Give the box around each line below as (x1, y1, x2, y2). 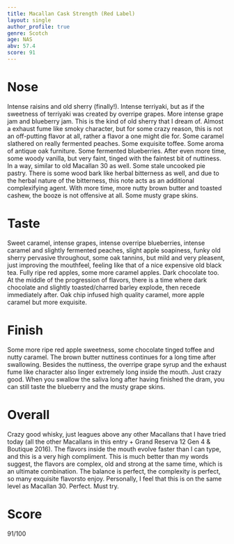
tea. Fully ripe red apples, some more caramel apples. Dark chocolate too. (7, 268, 219, 276)
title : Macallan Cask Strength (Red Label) (7, 10, 136, 17)
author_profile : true (7, 23, 70, 30)
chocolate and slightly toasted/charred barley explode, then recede (7, 283, 201, 292)
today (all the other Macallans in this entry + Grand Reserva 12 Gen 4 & (7, 437, 211, 446)
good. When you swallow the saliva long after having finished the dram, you (7, 375, 225, 384)
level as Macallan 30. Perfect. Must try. (7, 482, 120, 490)
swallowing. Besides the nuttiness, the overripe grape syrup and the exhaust (7, 360, 227, 368)
